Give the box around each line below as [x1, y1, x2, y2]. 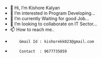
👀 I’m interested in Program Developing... [10, 10, 95, 16]
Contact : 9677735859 [19, 49, 67, 54]
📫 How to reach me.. [10, 27, 55, 32]
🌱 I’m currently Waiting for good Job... [10, 16, 89, 21]
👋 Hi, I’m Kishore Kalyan [10, 5, 60, 11]
